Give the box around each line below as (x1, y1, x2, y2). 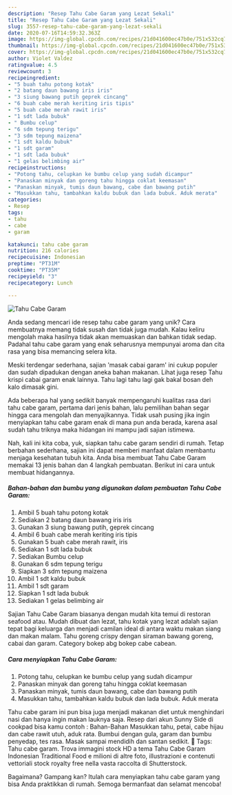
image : (8, 36, 27, 43)
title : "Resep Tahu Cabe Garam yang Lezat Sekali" (8, 17, 156, 23)
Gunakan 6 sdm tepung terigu (17, 560, 103, 568)
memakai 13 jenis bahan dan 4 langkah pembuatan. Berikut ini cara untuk (8, 461, 215, 469)
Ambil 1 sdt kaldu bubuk (17, 575, 86, 583)
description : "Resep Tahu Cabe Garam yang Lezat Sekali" (8, 10, 175, 17)
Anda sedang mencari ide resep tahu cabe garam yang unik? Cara (8, 318, 196, 326)
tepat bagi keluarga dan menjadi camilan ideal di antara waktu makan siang (8, 624, 221, 633)
